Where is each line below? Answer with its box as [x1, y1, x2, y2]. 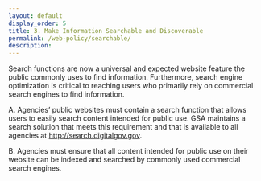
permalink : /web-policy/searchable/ [8, 34, 131, 43]
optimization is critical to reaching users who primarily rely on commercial [8, 81, 254, 91]
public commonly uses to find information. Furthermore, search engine [8, 72, 243, 82]
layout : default [8, 11, 63, 20]
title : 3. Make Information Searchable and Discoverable [8, 27, 204, 35]
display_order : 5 [8, 19, 67, 27]
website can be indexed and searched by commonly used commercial [8, 154, 241, 165]
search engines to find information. [8, 89, 125, 99]
